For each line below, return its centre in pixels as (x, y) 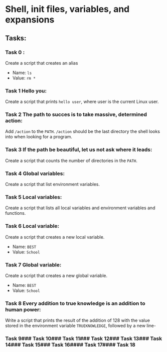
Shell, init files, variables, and (67, 9)
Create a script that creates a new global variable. (56, 275)
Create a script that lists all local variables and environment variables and (80, 208)
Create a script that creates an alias (42, 63)
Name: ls (22, 73)
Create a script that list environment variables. (53, 184)
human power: (23, 309)
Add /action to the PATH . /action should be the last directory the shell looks (83, 132)
